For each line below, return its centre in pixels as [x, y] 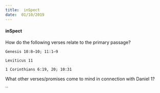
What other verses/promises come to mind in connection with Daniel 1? [80, 79]
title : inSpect [22, 10]
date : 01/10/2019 [25, 15]
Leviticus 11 [19, 60]
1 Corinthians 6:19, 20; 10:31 [39, 69]
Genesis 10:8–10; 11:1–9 [32, 51]
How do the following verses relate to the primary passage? [68, 42]
